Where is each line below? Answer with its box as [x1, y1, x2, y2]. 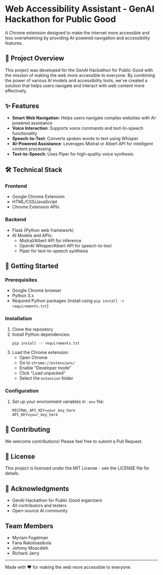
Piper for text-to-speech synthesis [19, 248, 88, 254]
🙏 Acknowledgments [5, 485, 69, 493]
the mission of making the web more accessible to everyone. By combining [5, 72, 155, 78]
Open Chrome [19, 355, 48, 361]
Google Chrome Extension [12, 193, 65, 200]
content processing [12, 146, 51, 152]
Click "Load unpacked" [19, 370, 66, 376]
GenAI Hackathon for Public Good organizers [12, 497, 102, 504]
